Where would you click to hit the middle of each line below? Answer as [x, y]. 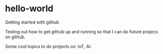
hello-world [29, 9]
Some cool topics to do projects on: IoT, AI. [48, 46]
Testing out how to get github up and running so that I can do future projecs [81, 31]
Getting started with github [32, 22]
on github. [15, 37]
